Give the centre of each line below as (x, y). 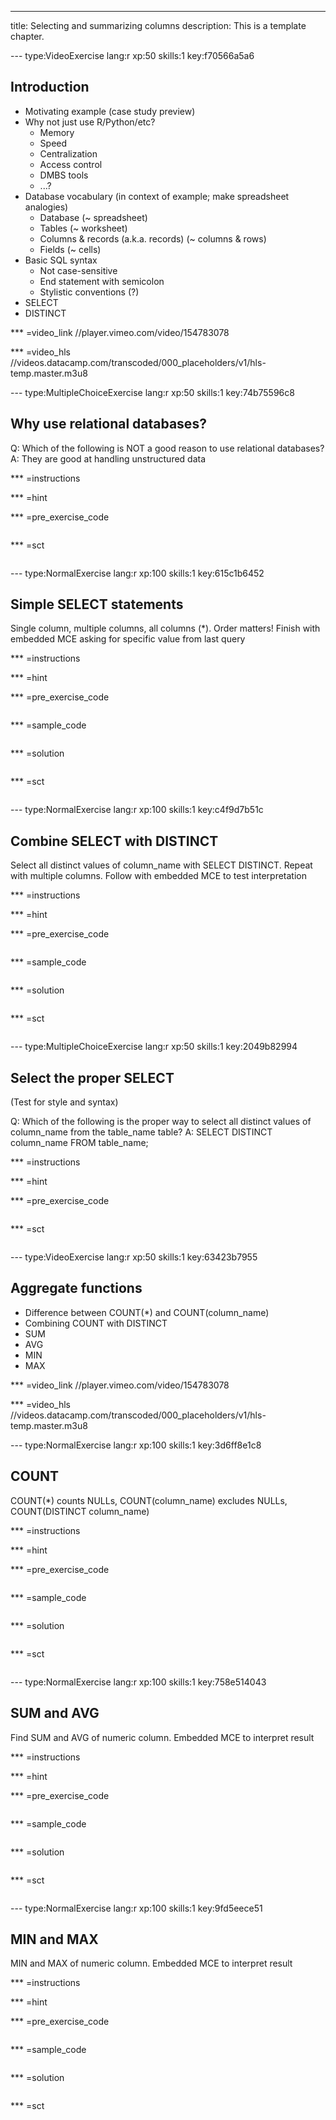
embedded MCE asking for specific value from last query (128, 639)
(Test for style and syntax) (64, 1102)
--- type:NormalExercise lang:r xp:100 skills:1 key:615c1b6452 (137, 573)
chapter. (27, 36)
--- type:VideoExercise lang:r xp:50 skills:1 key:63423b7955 (134, 1257)
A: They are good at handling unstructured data (108, 458)
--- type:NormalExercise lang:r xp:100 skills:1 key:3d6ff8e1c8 (136, 1445)
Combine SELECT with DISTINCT (114, 841)
